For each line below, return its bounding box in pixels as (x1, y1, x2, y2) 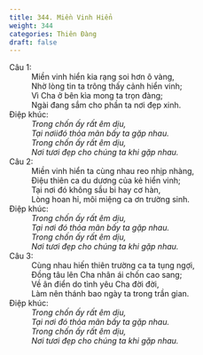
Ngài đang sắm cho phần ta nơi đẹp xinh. (31, 99, 182, 111)
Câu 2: (9, 156, 34, 167)
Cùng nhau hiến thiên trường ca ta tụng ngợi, (31, 260, 195, 271)
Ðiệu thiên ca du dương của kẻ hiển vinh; (31, 175, 181, 186)
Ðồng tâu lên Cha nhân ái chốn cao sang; (31, 270, 183, 280)
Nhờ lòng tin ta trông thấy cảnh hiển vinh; (31, 81, 183, 91)
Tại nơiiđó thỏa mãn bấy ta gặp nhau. (31, 128, 170, 138)
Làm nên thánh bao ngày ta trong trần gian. (31, 288, 190, 299)
